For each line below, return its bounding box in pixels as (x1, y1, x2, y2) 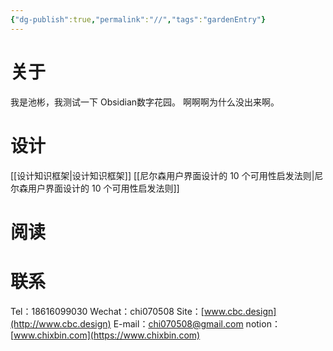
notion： (245, 317, 281, 330)
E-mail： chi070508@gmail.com (113, 317, 244, 330)
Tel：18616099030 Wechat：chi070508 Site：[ (10, 305, 205, 317)
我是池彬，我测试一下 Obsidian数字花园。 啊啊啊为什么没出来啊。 (10, 96, 280, 108)
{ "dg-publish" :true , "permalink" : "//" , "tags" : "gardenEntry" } (10, 14, 267, 25)
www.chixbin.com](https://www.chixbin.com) (13, 329, 201, 341)
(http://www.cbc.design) (10, 317, 112, 330)
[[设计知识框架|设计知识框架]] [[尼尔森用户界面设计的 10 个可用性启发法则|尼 (10, 169, 324, 181)
